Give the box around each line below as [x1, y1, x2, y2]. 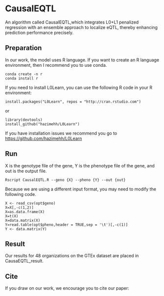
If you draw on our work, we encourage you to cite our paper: [5, 285, 130, 291]
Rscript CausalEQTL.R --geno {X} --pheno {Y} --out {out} [5, 177, 126, 182]
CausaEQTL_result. [5, 258, 44, 264]
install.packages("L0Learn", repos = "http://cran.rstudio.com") [5, 99, 141, 104]
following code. [5, 191, 36, 197]
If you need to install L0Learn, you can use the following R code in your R [5, 84, 153, 90]
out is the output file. [5, 168, 47, 174]
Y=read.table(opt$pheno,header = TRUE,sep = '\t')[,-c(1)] [5, 222, 128, 227]
